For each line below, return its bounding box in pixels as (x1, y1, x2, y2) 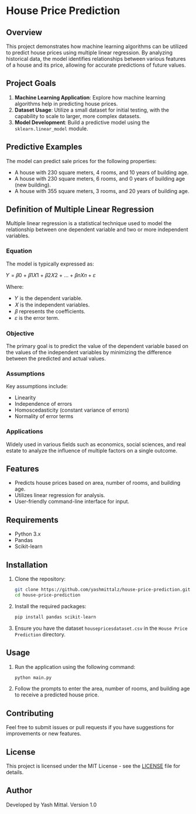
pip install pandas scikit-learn (14, 614, 97, 620)
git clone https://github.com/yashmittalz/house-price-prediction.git (14, 587, 191, 593)
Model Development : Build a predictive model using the (14, 119, 150, 126)
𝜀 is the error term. (14, 314, 60, 321)
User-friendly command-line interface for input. (14, 498, 130, 505)
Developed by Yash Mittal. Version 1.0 (6, 801, 97, 808)
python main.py (14, 674, 52, 681)
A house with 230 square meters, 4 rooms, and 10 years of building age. (14, 168, 189, 176)
